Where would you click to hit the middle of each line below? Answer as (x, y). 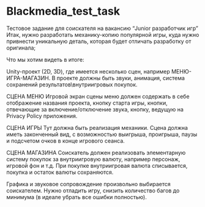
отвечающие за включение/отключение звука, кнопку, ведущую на (95, 109)
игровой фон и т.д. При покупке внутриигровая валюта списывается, (97, 165)
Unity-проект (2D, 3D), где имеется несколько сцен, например (88, 71)
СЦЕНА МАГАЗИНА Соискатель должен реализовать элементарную (96, 152)
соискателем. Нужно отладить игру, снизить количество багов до (93, 190)
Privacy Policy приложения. (42, 116)
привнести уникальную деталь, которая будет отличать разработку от (99, 41)
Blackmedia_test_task (63, 11)
